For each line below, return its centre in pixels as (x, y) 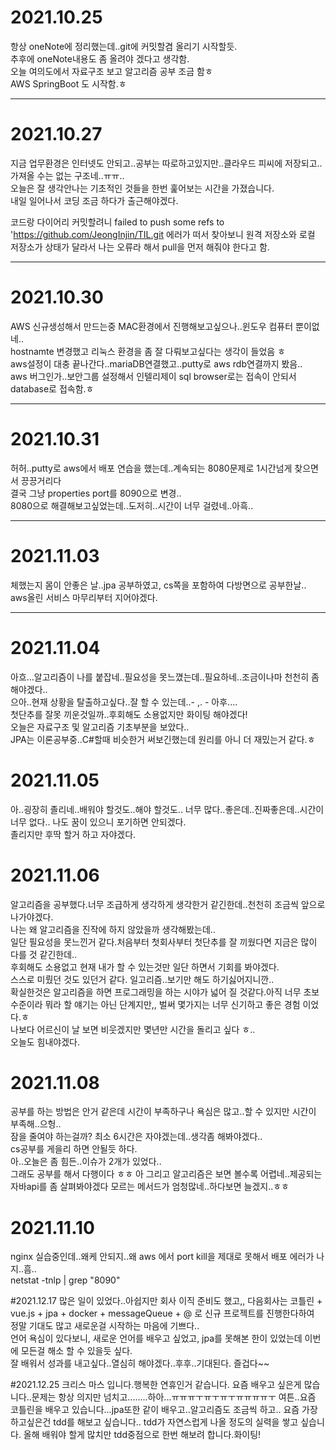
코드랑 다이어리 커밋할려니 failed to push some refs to (117, 222)
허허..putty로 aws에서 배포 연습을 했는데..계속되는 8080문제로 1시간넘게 (151, 468)
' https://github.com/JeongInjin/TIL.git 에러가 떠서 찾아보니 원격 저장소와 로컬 (163, 234)
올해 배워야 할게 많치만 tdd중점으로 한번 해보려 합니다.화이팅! (142, 1435)
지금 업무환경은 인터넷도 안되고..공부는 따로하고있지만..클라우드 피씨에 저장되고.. (166, 163)
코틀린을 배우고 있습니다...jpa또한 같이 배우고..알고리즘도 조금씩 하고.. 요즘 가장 (164, 1410)
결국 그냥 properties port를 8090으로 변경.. (96, 493)
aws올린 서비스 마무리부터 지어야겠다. (84, 597)
